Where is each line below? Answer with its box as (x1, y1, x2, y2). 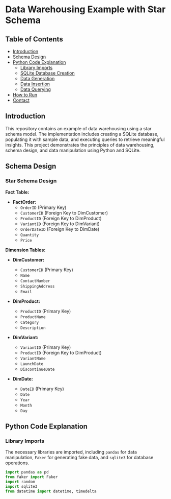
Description (20, 325, 46, 330)
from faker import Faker (5, 474, 58, 480)
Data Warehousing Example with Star (5, 4, 166, 15)
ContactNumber (20, 278, 50, 283)
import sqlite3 (5, 484, 38, 489)
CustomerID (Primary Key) (20, 267, 74, 273)
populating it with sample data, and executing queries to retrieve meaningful (5, 136, 165, 142)
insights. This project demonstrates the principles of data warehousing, (5, 141, 155, 148)
